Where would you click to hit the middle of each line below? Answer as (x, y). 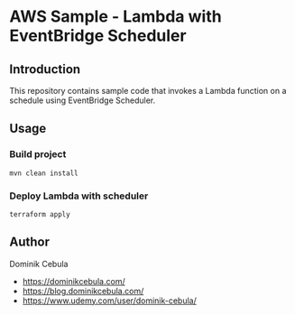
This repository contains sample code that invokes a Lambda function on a (148, 91)
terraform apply (40, 214)
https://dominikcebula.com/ (74, 281)
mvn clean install (44, 173)
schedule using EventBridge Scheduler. (83, 100)
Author (29, 242)
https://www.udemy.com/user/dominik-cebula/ (109, 301)
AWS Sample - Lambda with (116, 17)
